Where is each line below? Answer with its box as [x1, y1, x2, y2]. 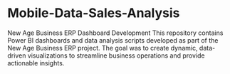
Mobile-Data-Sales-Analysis [7, 5, 180, 21]
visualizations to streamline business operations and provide [27, 51, 205, 60]
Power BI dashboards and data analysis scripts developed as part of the [7, 36, 219, 44]
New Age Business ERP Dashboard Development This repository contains [7, 28, 224, 37]
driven [7, 51, 26, 60]
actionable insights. [7, 58, 65, 67]
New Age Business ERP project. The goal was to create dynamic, [7, 43, 198, 52]
